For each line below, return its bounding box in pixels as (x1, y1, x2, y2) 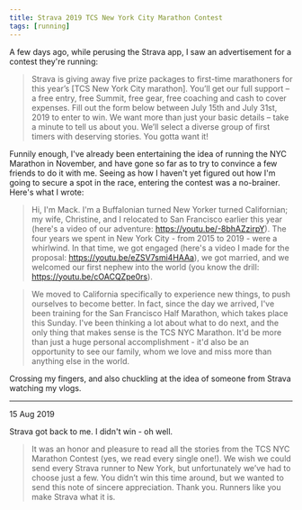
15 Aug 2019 (9, 408, 56, 419)
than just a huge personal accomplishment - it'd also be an (31, 336, 249, 347)
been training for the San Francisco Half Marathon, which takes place (31, 307, 289, 318)
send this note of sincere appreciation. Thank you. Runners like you (31, 481, 281, 492)
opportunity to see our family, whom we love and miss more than (31, 346, 272, 357)
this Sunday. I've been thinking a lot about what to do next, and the (31, 317, 280, 328)
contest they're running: (9, 56, 99, 67)
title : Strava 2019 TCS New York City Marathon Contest (9, 13, 223, 23)
